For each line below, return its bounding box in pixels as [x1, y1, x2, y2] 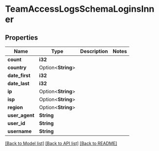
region [7, 104, 23, 111]
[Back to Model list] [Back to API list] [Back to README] [5, 141, 117, 146]
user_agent [7, 112, 35, 119]
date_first [7, 72, 31, 79]
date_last [7, 80, 30, 87]
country [7, 64, 27, 71]
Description [80, 48, 109, 54]
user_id [7, 120, 25, 126]
